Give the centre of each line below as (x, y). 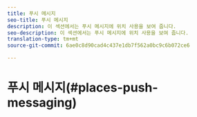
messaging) (42, 103)
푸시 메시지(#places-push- (83, 88)
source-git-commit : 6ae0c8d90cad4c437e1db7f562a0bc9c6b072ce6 (98, 45)
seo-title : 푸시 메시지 (38, 20)
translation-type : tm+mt (43, 39)
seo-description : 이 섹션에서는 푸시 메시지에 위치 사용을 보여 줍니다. (98, 33)
